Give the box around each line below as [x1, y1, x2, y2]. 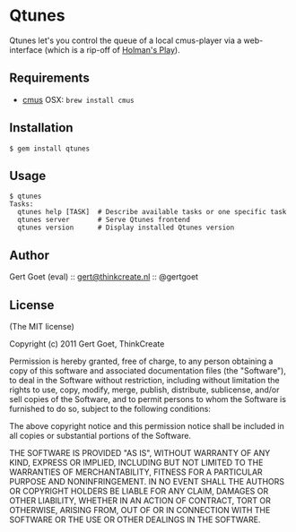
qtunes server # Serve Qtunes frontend [17, 216, 191, 225]
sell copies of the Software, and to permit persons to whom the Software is [9, 394, 287, 404]
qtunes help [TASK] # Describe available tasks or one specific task [17, 208, 287, 217]
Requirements [9, 71, 90, 86]
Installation [9, 120, 74, 135]
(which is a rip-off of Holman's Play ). [44, 44, 181, 55]
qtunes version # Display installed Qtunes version [17, 223, 235, 233]
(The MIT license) [9, 322, 74, 331]
